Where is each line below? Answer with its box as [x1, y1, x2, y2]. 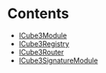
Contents [7, 5, 70, 23]
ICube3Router [18, 47, 64, 57]
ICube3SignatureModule [18, 56, 99, 65]
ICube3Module [18, 31, 68, 40]
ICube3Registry [18, 38, 70, 48]
